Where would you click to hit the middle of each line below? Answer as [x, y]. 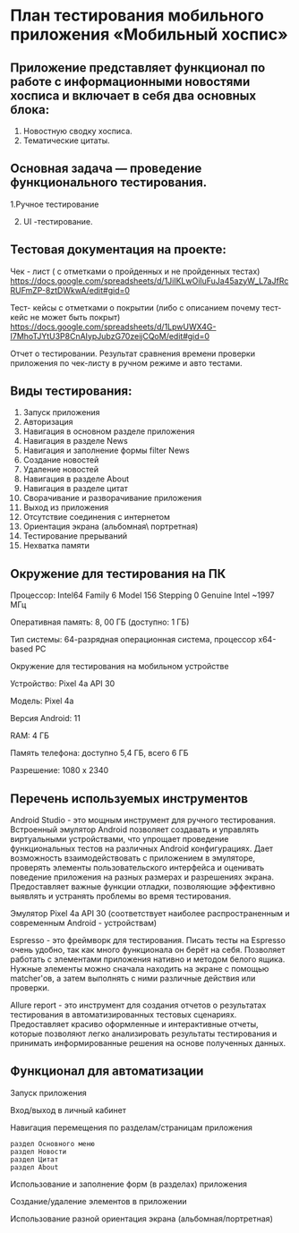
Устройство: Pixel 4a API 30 [63, 684]
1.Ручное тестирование [55, 204]
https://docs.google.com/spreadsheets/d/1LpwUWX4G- [113, 327]
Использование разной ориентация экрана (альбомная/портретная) [142, 1219]
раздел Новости [38, 1152]
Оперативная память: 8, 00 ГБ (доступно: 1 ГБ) [100, 622]
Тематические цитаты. [66, 140]
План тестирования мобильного [137, 16]
